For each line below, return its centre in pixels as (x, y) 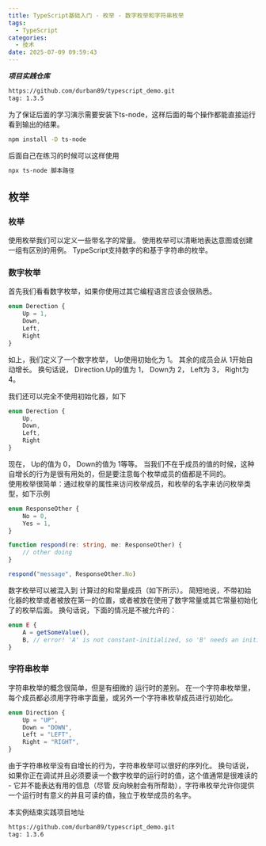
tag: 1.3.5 (26, 98)
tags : (17, 23)
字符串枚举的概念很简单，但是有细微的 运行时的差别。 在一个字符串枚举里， (131, 688)
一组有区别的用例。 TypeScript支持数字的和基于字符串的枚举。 (110, 250)
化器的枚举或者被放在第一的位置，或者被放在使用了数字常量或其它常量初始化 (133, 600)
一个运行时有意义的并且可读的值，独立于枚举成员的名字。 (102, 795)
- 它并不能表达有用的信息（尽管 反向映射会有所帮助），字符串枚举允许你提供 (131, 786)
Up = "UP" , (40, 720)
